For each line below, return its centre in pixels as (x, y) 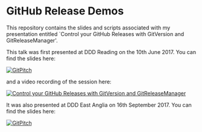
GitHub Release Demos (65, 11)
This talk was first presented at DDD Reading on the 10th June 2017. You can (101, 52)
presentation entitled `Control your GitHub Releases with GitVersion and (95, 34)
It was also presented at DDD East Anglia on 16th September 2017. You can (99, 105)
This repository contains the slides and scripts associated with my (88, 28)
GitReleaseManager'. (32, 40)
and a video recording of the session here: (59, 82)
